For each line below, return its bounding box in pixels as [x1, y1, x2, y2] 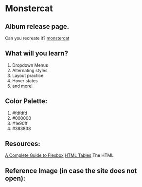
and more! [12, 83, 33, 89]
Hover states [12, 77, 38, 83]
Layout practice [12, 73, 44, 78]
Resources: [5, 140, 40, 148]
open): [5, 174, 26, 183]
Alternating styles [12, 67, 48, 73]
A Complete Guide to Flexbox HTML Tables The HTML [5, 152, 114, 158]
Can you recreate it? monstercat [5, 35, 70, 41]
